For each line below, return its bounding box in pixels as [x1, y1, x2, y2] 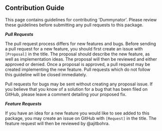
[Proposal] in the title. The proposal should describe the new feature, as [5, 51, 150, 57]
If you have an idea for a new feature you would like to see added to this [5, 110, 150, 116]
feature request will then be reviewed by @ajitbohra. [5, 120, 110, 126]
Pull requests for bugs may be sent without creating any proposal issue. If [5, 81, 153, 87]
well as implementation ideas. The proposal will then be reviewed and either [5, 56, 157, 62]
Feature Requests [5, 100, 42, 106]
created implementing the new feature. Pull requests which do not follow [5, 66, 151, 72]
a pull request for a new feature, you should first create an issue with [5, 46, 143, 51]
